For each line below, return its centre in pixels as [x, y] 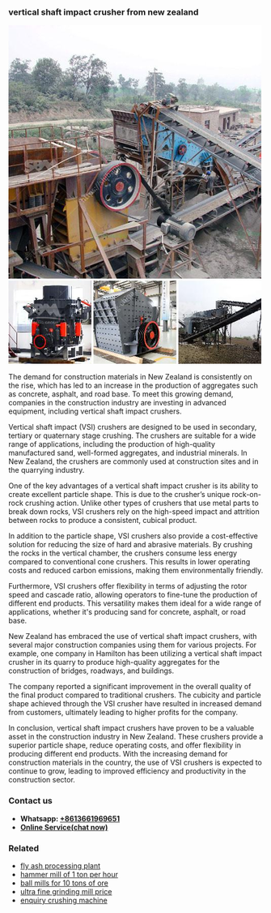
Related [24, 848]
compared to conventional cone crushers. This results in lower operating [129, 562]
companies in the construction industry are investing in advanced [117, 403]
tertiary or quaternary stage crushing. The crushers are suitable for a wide [132, 435]
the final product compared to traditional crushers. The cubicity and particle [135, 695]
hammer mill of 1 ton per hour [69, 874]
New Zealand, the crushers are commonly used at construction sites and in [133, 461]
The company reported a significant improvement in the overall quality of [130, 687]
